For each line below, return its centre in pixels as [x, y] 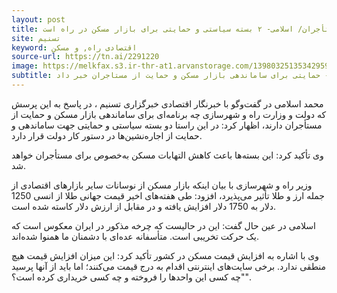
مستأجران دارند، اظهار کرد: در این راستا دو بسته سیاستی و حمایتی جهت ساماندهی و [167, 125]
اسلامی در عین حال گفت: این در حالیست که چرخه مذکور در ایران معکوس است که [163, 225]
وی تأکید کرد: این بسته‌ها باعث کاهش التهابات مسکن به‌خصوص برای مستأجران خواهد [167, 155]
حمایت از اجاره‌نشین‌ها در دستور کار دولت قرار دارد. [107, 135]
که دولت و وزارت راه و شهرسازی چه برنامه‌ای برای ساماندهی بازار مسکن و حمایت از [169, 114]
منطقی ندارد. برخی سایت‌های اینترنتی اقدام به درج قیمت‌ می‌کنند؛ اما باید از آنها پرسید [169, 266]
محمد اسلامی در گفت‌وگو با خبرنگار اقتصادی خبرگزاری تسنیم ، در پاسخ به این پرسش [167, 103]
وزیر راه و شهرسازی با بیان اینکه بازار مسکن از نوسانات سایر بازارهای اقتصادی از [162, 185]
